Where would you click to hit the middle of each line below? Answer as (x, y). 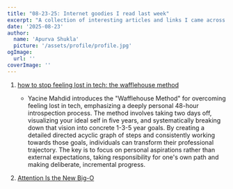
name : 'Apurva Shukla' (46, 39)
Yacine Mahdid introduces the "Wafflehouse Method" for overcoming (127, 98)
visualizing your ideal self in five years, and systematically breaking (124, 120)
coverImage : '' (29, 65)
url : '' (25, 59)
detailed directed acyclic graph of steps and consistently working (121, 135)
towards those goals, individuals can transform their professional (121, 142)
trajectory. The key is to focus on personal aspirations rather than (121, 150)
